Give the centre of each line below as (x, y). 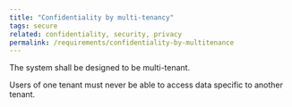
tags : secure (34, 26)
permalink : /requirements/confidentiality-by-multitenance (122, 42)
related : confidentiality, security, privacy (95, 34)
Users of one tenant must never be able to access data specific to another (146, 85)
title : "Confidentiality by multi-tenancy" (92, 17)
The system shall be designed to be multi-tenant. (100, 68)
